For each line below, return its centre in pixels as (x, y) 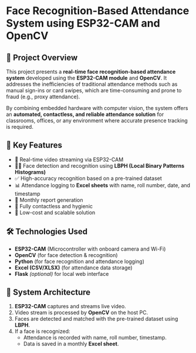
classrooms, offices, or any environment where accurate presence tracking (97, 121)
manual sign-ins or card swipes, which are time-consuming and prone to (94, 90)
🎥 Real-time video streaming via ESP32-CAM (69, 159)
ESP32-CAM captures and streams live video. (70, 307)
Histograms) (30, 172)
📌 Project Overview (42, 57)
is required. (20, 127)
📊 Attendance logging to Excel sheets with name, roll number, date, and (102, 185)
